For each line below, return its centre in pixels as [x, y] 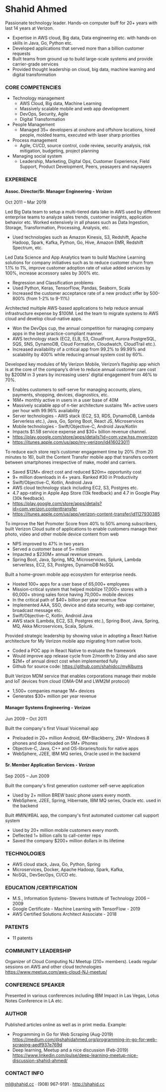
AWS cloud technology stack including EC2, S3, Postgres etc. [75, 488]
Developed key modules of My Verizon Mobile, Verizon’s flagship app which [83, 364]
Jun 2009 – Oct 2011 [26, 718]
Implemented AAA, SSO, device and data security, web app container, [83, 605]
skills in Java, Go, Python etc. [42, 43]
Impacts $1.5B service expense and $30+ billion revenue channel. [80, 432]
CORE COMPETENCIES [33, 87]
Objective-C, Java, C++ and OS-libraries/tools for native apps [75, 748]
